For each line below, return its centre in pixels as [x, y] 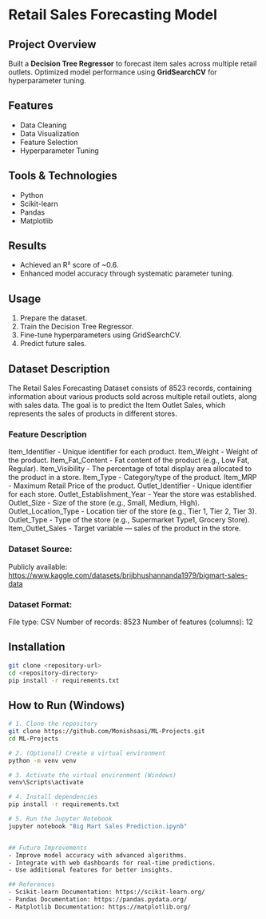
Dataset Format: [40, 604]
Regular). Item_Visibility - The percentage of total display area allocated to [130, 469]
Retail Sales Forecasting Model [113, 15]
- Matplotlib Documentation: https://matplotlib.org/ [100, 907]
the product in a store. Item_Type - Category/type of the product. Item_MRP [133, 478]
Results [28, 246]
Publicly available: [38, 566]
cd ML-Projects [34, 739]
